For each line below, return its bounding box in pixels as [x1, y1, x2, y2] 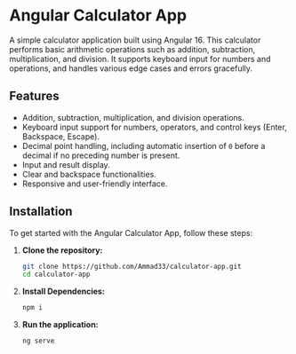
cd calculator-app [21, 270, 91, 279]
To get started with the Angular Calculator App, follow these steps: [9, 227, 253, 238]
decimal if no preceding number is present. [21, 150, 180, 161]
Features [9, 89, 60, 104]
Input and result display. [21, 159, 111, 169]
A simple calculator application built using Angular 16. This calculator [9, 35, 261, 45]
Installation [9, 204, 73, 219]
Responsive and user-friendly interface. [21, 178, 168, 189]
